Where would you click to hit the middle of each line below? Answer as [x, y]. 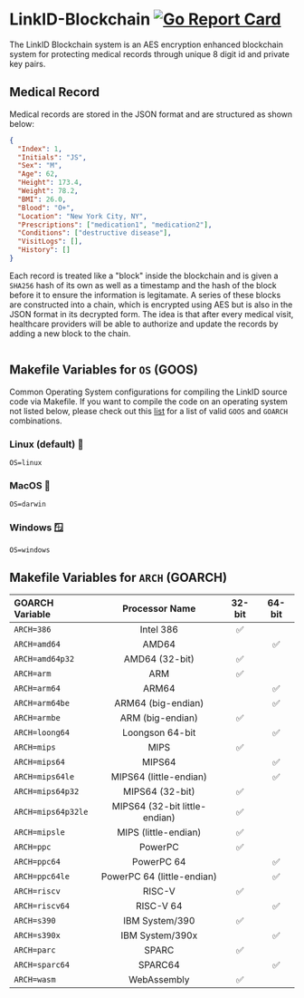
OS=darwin [28, 504]
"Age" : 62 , [38, 174]
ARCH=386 [33, 630]
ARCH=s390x [37, 935]
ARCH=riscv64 [42, 906]
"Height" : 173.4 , [50, 183]
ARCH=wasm [35, 980]
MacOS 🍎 [30, 485]
